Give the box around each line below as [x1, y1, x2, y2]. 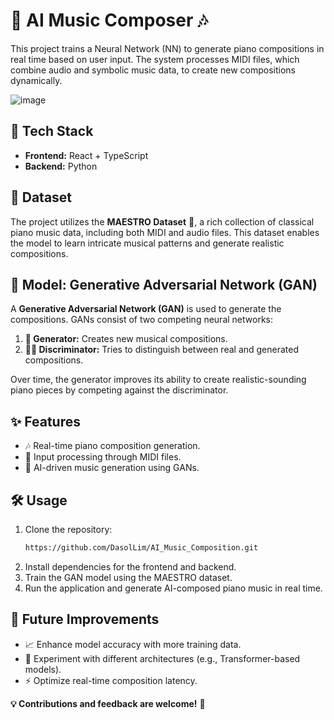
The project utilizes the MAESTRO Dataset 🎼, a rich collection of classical [10, 215, 315, 228]
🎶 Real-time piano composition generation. [24, 440, 201, 452]
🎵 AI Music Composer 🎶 [10, 9, 208, 32]
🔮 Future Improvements [10, 611, 160, 628]
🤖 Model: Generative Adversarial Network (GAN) [10, 276, 318, 293]
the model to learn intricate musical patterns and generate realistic [10, 237, 285, 249]
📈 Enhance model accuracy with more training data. [24, 638, 242, 650]
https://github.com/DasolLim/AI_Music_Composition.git [24, 543, 259, 553]
